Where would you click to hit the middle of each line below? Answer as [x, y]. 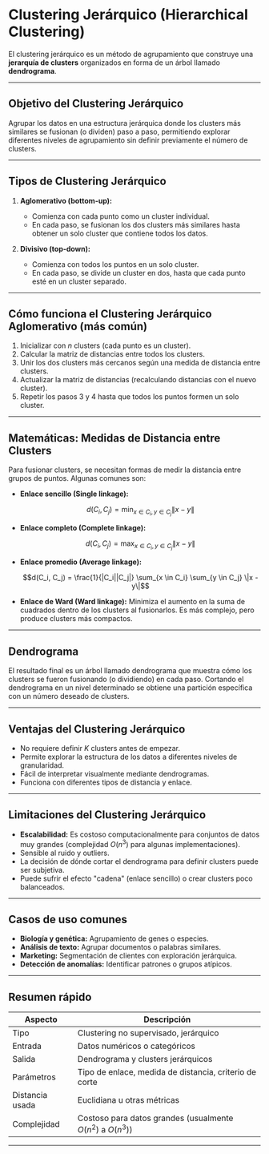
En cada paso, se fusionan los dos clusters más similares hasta [136, 224]
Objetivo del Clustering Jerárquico [96, 104]
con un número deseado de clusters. [69, 696]
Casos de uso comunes [68, 919]
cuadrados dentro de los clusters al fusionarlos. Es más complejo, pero [137, 610]
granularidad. [42, 765]
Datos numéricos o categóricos [137, 1046]
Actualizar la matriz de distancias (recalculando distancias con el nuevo [138, 380]
